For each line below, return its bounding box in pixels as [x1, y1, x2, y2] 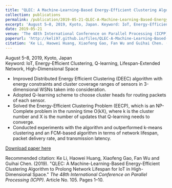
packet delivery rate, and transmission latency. [12, 135, 112, 141]
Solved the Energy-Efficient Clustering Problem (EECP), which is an [12, 103, 155, 109]
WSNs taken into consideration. [39, 86, 106, 92]
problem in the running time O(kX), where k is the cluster [34, 108, 155, 114]
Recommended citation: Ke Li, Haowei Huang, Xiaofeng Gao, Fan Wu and [5, 155, 160, 161]
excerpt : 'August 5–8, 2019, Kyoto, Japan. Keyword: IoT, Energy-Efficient [5, 21, 170, 27]
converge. [12, 119, 34, 125]
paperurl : [5, 36, 27, 41]
